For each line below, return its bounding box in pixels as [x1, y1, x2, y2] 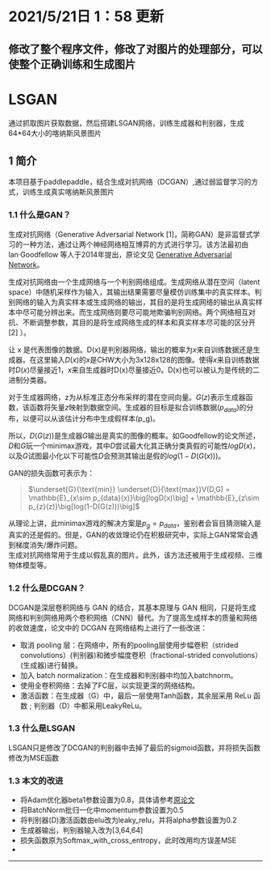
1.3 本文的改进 [8, 775, 64, 786]
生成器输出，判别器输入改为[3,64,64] [19, 825, 144, 835]
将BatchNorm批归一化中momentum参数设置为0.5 [19, 805, 184, 815]
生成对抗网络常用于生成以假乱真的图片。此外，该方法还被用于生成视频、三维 [8, 550, 263, 560]
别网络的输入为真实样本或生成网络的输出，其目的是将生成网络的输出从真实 [8, 297, 256, 307]
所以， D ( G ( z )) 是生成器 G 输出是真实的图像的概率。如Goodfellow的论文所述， [8, 431, 261, 441]
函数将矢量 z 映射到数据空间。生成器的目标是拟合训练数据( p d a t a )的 [29, 402, 247, 414]
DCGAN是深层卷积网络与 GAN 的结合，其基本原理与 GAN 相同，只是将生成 [8, 602, 256, 612]
